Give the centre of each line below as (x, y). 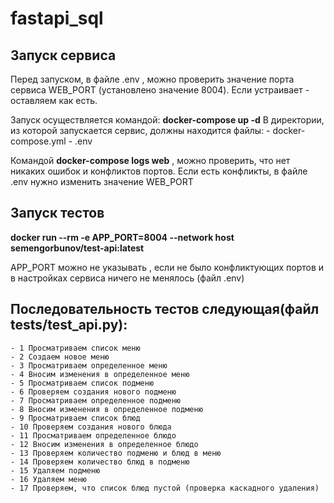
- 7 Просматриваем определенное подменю (96, 400)
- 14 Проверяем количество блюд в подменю (100, 462)
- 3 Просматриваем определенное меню (89, 365)
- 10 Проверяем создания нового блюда (91, 427)
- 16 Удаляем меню (48, 479)
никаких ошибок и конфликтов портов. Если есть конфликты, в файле (159, 171)
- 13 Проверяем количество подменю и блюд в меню (116, 453)
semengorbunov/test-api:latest (77, 248)
